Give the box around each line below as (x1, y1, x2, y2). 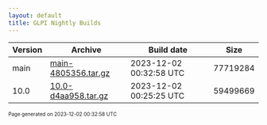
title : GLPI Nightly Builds (8, 19, 102, 27)
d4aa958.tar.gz (50, 90, 109, 101)
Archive (71, 44, 102, 55)
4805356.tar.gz (50, 67, 110, 78)
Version (12, 44, 43, 55)
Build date (148, 44, 188, 55)
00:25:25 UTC (130, 90, 185, 101)
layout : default (8, 11, 62, 20)
